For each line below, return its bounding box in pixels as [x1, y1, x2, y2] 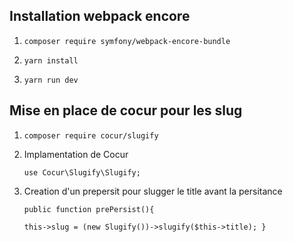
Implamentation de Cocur [23, 148, 129, 160]
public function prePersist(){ [23, 204, 155, 214]
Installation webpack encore [9, 8, 191, 25]
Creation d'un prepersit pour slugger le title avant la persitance [23, 185, 283, 197]
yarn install [23, 55, 79, 66]
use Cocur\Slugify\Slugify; [23, 167, 141, 178]
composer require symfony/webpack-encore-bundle [23, 36, 231, 46]
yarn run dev [23, 75, 79, 85]
